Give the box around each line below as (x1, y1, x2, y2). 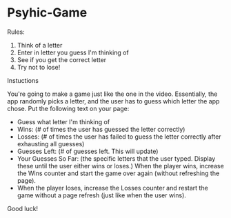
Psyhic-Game (7, 5, 88, 21)
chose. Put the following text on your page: (7, 104, 130, 112)
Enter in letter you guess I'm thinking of (17, 48, 129, 57)
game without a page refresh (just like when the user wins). (17, 191, 186, 199)
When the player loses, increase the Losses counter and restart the (17, 184, 208, 192)
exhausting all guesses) (17, 139, 85, 148)
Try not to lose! (17, 63, 61, 71)
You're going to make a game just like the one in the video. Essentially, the (7, 90, 218, 98)
